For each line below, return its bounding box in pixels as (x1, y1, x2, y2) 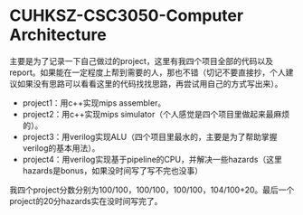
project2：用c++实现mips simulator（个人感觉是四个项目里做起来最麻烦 (22, 108, 290, 119)
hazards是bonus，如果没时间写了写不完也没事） (22, 164, 204, 176)
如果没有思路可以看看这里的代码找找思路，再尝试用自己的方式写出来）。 (16, 78, 283, 89)
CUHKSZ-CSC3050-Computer (9, 5, 244, 26)
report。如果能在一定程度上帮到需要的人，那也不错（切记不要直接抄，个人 (9, 67, 287, 78)
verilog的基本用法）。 (22, 142, 100, 154)
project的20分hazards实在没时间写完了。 (9, 195, 163, 206)
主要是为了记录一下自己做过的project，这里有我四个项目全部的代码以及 (9, 55, 274, 66)
